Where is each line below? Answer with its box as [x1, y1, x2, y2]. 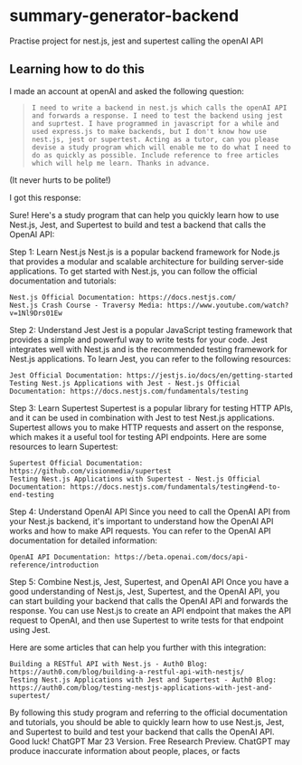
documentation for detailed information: [9, 535, 158, 546]
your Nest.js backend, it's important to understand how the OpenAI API [9, 515, 274, 526]
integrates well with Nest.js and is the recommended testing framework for [9, 343, 288, 354]
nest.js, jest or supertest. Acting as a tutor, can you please [31, 135, 279, 144]
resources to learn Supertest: [9, 441, 118, 452]
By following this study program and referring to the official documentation [9, 707, 288, 718]
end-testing [9, 490, 54, 499]
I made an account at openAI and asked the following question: [9, 85, 244, 96]
